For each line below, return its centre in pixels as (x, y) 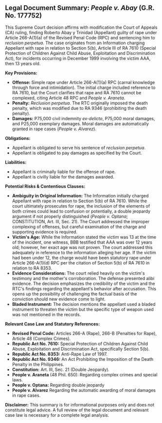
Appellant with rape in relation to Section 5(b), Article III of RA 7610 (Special (81, 48)
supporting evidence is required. (45, 232)
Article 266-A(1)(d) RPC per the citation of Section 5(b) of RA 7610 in (81, 263)
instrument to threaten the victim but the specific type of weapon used (83, 309)
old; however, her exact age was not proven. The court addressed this (82, 247)
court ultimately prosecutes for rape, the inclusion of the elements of (81, 206)
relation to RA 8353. (32, 268)
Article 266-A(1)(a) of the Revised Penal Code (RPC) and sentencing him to (80, 37)
